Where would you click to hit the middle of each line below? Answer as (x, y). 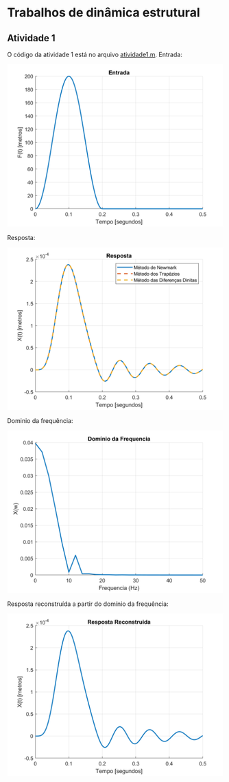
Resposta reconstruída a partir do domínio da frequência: (88, 604)
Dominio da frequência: (40, 421)
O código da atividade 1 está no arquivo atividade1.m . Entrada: (95, 54)
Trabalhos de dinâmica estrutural (104, 13)
